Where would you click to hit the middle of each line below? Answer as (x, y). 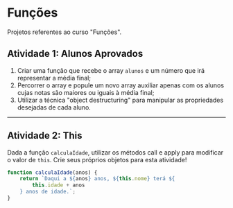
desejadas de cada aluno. (54, 107)
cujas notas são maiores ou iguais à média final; (86, 92)
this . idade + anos (59, 185)
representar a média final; (54, 78)
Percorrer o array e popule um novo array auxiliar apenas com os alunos (120, 85)
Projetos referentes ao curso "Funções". (64, 32)
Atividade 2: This (45, 136)
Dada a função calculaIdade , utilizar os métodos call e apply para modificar (115, 152)
